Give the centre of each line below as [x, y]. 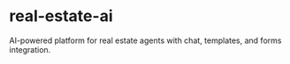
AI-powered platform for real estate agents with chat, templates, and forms [145, 40]
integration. [30, 49]
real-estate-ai [61, 16]
